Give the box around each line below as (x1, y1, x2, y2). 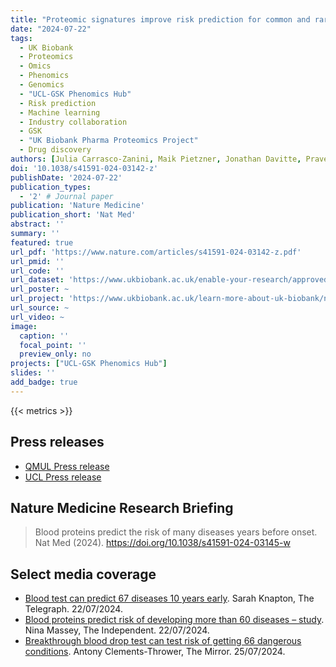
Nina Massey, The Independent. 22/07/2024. (24, 624, 210, 636)
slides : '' (10, 368, 56, 378)
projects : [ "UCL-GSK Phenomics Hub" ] (10, 359, 168, 369)
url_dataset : (10, 275, 65, 285)
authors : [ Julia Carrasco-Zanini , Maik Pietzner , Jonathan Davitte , (10, 154, 302, 164)
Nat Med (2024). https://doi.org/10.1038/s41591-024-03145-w (34, 537, 291, 549)
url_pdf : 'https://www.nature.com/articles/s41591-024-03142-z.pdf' (10, 247, 302, 257)
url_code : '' (10, 266, 65, 276)
